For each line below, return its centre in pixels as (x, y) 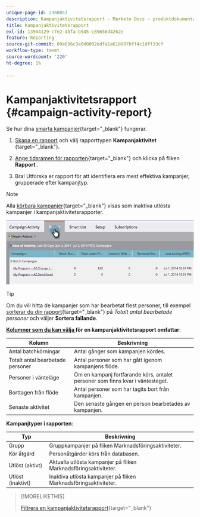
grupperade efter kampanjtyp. (52, 183)
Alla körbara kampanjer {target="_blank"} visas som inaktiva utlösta (88, 206)
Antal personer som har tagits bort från (122, 389)
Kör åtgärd (21, 454)
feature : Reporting (30, 38)
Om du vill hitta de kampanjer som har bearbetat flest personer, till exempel (99, 305)
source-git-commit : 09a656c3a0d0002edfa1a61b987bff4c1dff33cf (85, 44)
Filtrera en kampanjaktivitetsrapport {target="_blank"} (86, 507)
